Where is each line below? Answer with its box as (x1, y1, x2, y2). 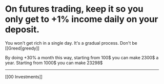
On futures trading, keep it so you (5, 3, 143, 15)
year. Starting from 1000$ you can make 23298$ (5, 60, 103, 66)
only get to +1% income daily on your (5, 14, 159, 25)
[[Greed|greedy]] (5, 45, 40, 51)
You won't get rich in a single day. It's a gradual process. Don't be (5, 40, 138, 46)
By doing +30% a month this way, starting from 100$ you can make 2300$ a (5, 54, 159, 60)
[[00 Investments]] (5, 74, 43, 80)
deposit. (5, 24, 40, 35)
